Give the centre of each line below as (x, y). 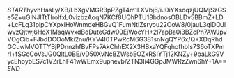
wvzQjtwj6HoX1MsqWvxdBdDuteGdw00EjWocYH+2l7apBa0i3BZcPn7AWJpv (117, 32)
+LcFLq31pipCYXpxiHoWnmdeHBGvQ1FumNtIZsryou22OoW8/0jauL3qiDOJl (117, 25)
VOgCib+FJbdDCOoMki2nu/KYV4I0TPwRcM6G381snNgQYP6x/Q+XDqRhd (115, 39)
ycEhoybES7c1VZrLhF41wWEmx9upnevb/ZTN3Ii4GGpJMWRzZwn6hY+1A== (117, 61)
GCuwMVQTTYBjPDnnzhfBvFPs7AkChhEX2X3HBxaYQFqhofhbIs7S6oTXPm (116, 47)
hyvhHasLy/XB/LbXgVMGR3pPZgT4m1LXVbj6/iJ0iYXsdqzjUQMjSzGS (126, 10)
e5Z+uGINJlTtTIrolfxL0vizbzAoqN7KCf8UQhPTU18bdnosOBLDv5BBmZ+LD (116, 17)
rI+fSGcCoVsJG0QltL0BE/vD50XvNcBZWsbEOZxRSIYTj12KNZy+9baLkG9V (116, 54)
